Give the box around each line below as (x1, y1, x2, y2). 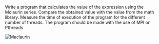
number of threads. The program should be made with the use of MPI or (5, 19, 150, 25)
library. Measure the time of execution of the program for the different (5, 15, 145, 20)
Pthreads (5, 25, 23, 30)
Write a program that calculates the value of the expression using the (5, 4, 144, 10)
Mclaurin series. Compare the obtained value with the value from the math (5, 9, 155, 15)
